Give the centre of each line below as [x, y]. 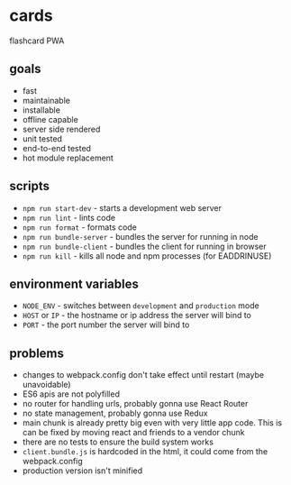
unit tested [42, 138]
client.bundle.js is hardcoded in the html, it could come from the [145, 452]
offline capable [50, 119]
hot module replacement [68, 158]
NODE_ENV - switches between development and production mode [141, 306]
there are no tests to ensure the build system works [118, 442]
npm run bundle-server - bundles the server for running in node [140, 236]
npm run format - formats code [80, 227]
